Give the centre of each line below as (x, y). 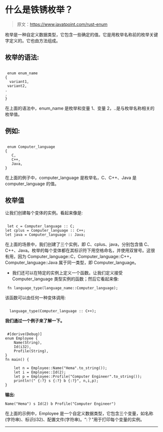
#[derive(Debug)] (24, 334)
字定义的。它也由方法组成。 (33, 40)
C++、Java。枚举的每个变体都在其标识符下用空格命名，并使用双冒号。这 (78, 251)
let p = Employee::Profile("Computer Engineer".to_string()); (78, 377)
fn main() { (17, 360)
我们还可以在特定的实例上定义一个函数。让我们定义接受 (67, 273)
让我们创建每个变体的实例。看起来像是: (44, 213)
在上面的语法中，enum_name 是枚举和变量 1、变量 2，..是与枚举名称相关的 (80, 108)
